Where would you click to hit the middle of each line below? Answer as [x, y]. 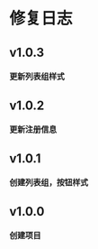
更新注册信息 [33, 129]
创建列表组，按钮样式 [49, 182]
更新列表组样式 [37, 77]
